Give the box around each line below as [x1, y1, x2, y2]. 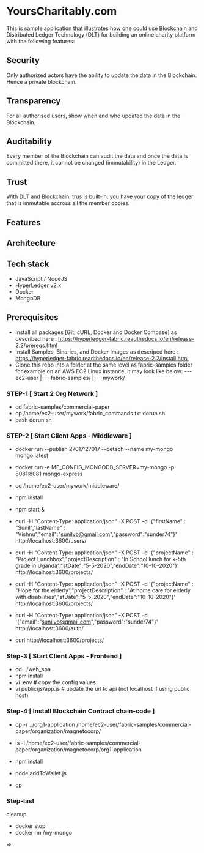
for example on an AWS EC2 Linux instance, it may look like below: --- [15, 367, 192, 374]
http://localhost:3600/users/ [15, 537, 87, 545]
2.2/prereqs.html [15, 341, 58, 349]
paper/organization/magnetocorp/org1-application [15, 745, 142, 753]
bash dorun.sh [15, 416, 52, 423]
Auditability [6, 136, 52, 146]
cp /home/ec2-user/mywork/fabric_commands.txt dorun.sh [15, 409, 166, 417]
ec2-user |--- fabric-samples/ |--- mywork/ [15, 374, 125, 381]
